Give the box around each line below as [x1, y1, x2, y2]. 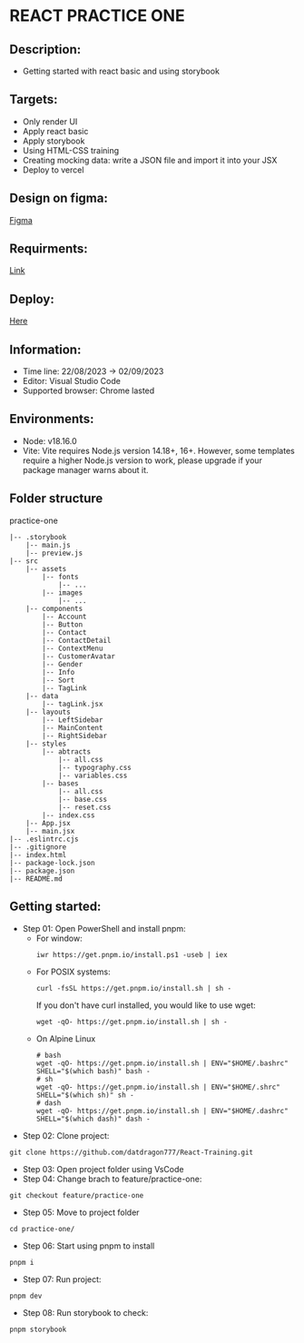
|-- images [42, 588, 83, 597]
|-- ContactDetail [42, 636, 112, 645]
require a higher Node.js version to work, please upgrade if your [22, 455, 263, 466]
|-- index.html [9, 850, 67, 859]
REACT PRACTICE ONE [9, 5, 185, 26]
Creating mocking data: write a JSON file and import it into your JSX [22, 154, 278, 165]
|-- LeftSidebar [42, 715, 103, 725]
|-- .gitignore [9, 842, 67, 852]
